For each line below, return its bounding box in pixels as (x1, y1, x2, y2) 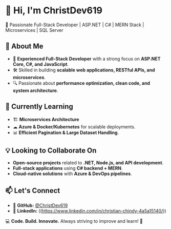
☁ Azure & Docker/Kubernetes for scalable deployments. (12, 123, 136, 130)
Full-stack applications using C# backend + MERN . (12, 165, 123, 171)
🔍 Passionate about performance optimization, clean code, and (12, 80, 150, 86)
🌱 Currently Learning (5, 102, 73, 111)
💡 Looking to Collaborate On (5, 146, 97, 155)
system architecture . (12, 87, 58, 93)
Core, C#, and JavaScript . (12, 61, 69, 67)
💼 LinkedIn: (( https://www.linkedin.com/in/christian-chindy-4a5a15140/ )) (12, 208, 166, 214)
